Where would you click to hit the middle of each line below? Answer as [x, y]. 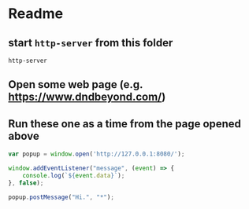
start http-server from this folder [91, 43]
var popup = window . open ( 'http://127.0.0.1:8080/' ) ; [97, 154]
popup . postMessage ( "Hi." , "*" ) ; [61, 197]
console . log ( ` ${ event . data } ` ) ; [74, 175]
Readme [36, 14]
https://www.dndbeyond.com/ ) [87, 97]
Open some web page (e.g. [76, 84]
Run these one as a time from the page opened [125, 124]
